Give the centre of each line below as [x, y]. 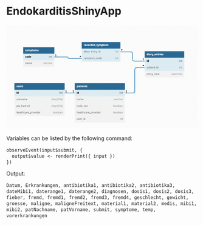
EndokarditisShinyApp [64, 11]
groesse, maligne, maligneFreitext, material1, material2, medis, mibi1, [102, 203]
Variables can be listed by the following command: [69, 138]
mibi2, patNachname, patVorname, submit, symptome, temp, [81, 210]
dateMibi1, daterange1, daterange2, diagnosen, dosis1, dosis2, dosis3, [100, 191]
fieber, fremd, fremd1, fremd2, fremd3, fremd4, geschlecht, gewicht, [98, 197]
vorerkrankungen [27, 216]
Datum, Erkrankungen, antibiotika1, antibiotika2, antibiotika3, [91, 185]
